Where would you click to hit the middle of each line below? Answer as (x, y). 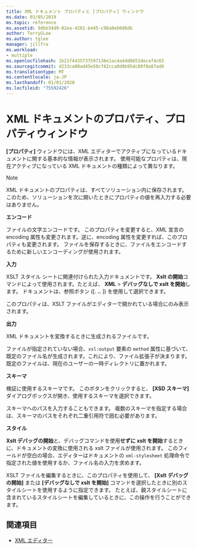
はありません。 (24, 204)
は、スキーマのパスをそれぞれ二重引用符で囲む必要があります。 (83, 415)
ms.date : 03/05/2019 (31, 17)
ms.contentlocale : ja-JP (36, 77)
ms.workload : (22, 50)
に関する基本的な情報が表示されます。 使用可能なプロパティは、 (104, 158)
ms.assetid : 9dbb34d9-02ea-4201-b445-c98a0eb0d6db (69, 28)
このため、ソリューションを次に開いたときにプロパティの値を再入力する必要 (98, 197)
